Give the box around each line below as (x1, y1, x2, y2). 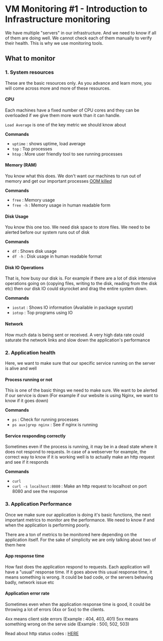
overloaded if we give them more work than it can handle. (5, 112, 121, 118)
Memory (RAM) (5, 162, 37, 168)
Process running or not (5, 377, 53, 382)
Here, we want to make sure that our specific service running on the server (5, 360, 156, 366)
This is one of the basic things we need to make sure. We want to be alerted (5, 387, 158, 393)
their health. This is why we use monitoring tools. (5, 40, 104, 46)
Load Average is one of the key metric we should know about (5, 122, 127, 128)
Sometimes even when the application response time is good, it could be (5, 602, 151, 607)
